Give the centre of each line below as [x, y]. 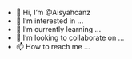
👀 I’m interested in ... [50, 21]
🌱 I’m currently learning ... [58, 29]
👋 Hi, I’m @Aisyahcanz [53, 12]
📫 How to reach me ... [53, 47]
